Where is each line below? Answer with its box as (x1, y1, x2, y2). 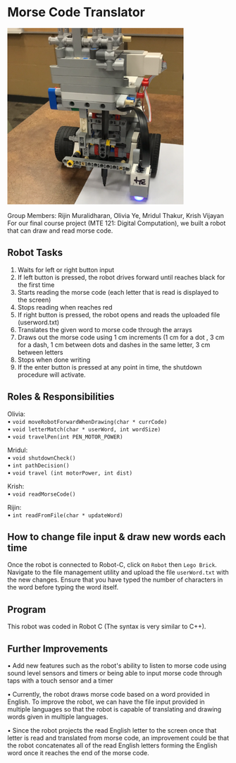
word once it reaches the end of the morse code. (7, 749, 149, 757)
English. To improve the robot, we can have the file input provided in (7, 697, 206, 706)
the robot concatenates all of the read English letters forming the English (7, 741, 218, 750)
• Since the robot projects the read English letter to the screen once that (7, 726, 217, 734)
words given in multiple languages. (7, 713, 108, 721)
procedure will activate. (17, 370, 86, 379)
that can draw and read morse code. (7, 226, 113, 235)
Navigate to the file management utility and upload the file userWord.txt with (7, 568, 229, 577)
